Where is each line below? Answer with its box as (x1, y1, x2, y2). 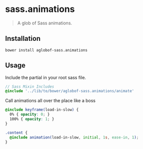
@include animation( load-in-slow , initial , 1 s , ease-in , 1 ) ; (9, 135, 139, 140)
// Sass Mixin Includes (5, 84, 55, 89)
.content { (5, 130, 28, 135)
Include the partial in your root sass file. (5, 74, 86, 80)
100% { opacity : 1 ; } (9, 117, 55, 122)
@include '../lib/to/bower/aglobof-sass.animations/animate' (5, 89, 135, 94)
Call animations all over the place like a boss (5, 98, 96, 104)
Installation (5, 34, 41, 43)
